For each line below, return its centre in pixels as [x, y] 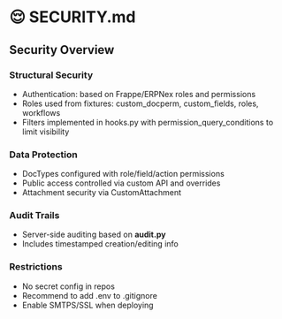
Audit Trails [34, 216]
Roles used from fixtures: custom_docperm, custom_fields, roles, [140, 103]
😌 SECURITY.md [72, 17]
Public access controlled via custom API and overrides [121, 183]
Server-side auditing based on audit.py [94, 235]
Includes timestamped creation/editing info [100, 244]
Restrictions [36, 267]
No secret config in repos [68, 286]
